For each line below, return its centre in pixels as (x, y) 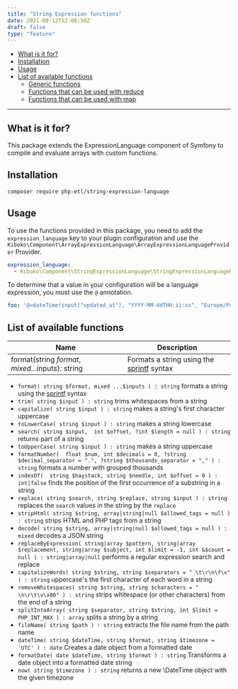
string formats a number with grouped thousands (90, 468)
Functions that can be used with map (82, 99)
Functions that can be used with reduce (86, 92)
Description (177, 347)
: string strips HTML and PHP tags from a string (89, 521)
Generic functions (55, 84)
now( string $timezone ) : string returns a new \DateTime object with (122, 670)
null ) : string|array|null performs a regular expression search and (121, 557)
